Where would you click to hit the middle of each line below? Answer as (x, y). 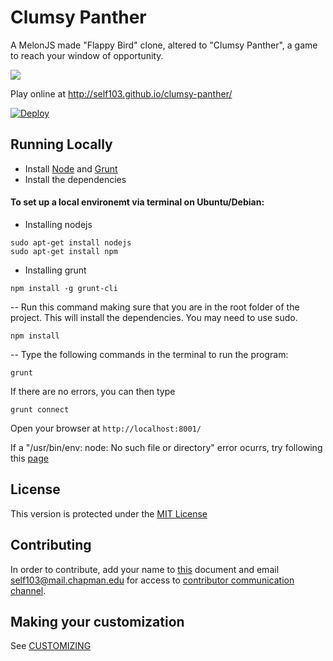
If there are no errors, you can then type (93, 391)
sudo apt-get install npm (64, 251)
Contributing (51, 545)
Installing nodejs (58, 224)
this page (29, 458)
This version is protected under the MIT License (109, 513)
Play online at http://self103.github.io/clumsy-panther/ (121, 93)
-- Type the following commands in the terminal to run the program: (149, 354)
